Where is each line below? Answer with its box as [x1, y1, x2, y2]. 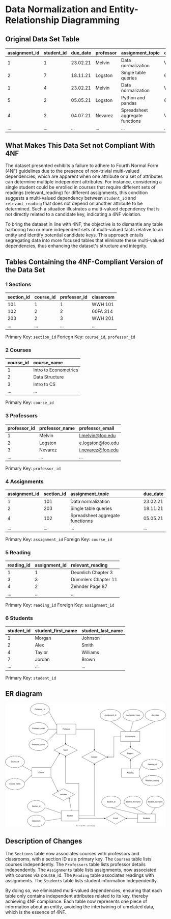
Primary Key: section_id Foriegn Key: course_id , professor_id [5, 334, 136, 340]
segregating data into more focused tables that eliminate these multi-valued [5, 237, 164, 244]
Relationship [5, 14, 60, 26]
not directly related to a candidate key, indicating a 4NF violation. [5, 211, 141, 218]
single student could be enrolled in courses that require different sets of [5, 184, 156, 191]
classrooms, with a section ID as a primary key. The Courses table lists [5, 856, 152, 862]
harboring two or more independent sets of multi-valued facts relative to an [5, 227, 163, 233]
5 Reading [5, 549, 31, 556]
